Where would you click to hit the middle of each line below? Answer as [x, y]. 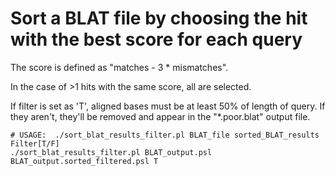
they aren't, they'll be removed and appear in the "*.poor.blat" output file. [160, 116]
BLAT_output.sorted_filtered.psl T [84, 161]
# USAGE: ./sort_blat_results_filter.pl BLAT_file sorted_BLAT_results [165, 135]
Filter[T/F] [35, 143]
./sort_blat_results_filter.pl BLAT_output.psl [111, 152]
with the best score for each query [156, 39]
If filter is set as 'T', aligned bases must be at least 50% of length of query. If [168, 106]
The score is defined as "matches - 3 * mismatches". [119, 67]
